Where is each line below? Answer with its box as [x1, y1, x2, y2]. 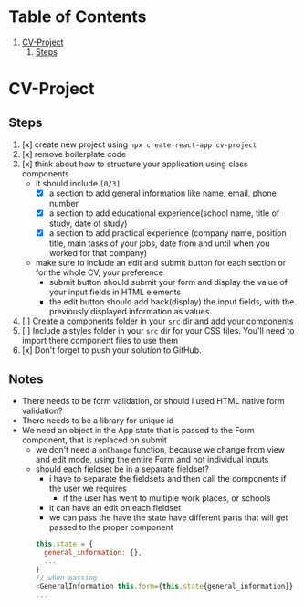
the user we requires [48, 483, 127, 494]
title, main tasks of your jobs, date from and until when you [48, 238, 270, 249]
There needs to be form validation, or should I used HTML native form [21, 395, 285, 406]
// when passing [35, 573, 98, 582]
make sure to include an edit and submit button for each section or [35, 258, 287, 269]
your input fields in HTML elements [48, 286, 182, 298]
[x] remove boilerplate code [21, 148, 127, 159]
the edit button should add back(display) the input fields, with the [48, 296, 295, 307]
